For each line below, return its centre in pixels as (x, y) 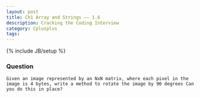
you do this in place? (34, 89)
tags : (13, 34)
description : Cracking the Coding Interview (63, 23)
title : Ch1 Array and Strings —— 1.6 (53, 17)
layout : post (22, 12)
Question (20, 66)
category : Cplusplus (32, 28)
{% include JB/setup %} (36, 51)
